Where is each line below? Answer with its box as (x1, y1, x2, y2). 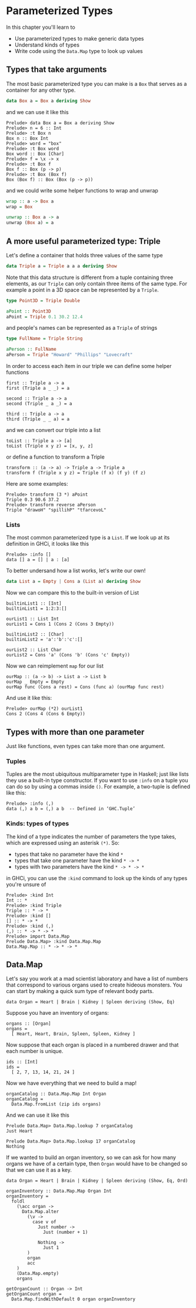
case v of (32, 1219, 57, 1225)
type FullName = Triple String (6, 336, 83, 342)
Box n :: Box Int (6, 135, 49, 141)
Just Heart (6, 1128, 33, 1134)
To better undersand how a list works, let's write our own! (6, 567, 146, 575)
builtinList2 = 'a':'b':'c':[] (6, 637, 83, 643)
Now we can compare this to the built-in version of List (6, 589, 139, 596)
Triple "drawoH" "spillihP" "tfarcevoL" (6, 507, 107, 513)
